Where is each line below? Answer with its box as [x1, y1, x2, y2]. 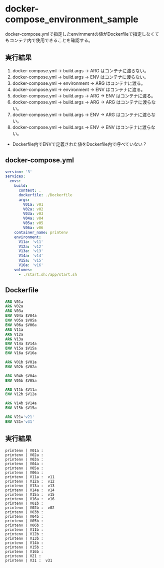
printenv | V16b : [5, 549, 43, 554]
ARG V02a [5, 304, 23, 309]
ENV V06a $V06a [5, 322, 37, 327]
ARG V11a [5, 327, 23, 332]
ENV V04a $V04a [5, 313, 37, 318]
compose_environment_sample [5, 14, 138, 25]
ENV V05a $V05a [5, 318, 37, 323]
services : [5, 174, 26, 179]
